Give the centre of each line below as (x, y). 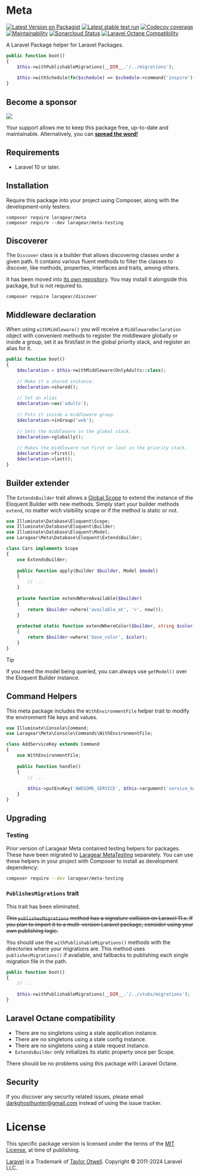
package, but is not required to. (45, 286)
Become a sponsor (42, 102)
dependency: (22, 867)
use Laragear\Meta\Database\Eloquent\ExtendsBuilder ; (74, 538)
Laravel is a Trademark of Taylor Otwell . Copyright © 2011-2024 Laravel (94, 1161)
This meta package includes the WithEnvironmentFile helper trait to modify (98, 711)
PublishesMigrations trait (43, 893)
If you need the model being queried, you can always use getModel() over (97, 671)
